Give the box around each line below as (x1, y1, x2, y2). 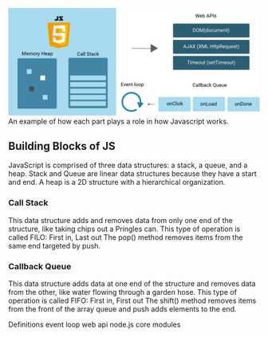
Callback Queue (8, 261, 72, 272)
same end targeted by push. (8, 241, 101, 250)
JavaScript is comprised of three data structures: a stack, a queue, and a (8, 160, 248, 170)
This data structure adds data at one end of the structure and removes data (8, 279, 256, 288)
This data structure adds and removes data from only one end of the (8, 215, 233, 225)
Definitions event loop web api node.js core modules (8, 319, 181, 329)
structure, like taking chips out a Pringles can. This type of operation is (8, 224, 241, 233)
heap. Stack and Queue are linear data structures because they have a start (8, 169, 257, 178)
